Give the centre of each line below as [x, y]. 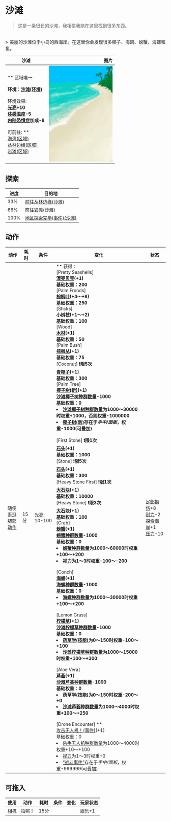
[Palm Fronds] [71, 291]
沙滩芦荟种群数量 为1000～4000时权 [101, 707]
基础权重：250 [72, 303]
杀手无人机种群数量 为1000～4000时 [101, 743]
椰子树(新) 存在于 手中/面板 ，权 [94, 422]
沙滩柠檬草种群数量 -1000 [83, 628]
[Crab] [63, 523]
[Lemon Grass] [72, 615]
